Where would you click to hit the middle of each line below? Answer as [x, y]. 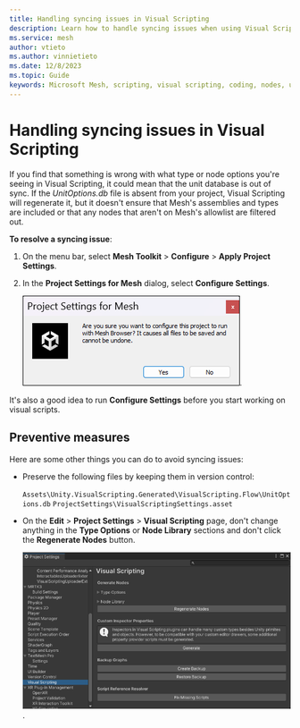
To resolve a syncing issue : [61, 239]
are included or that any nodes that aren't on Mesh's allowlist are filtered [143, 212]
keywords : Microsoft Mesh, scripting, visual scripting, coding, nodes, [147, 85]
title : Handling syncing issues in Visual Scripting [109, 19]
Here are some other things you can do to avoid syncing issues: [126, 459]
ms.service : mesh [42, 38]
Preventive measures [70, 438]
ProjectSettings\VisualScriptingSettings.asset [143, 504]
